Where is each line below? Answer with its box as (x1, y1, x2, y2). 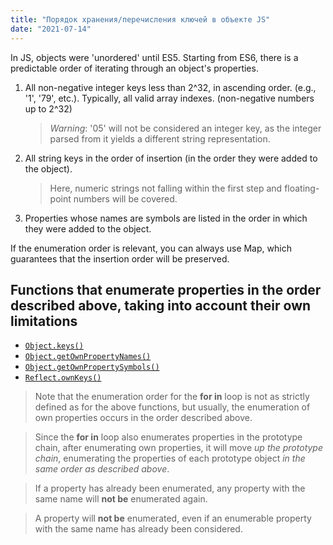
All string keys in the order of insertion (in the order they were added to (24, 152, 318, 164)
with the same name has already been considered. (34, 523, 243, 535)
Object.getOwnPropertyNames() (24, 352, 152, 362)
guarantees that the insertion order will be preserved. (10, 252, 230, 265)
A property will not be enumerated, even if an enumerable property (34, 512, 312, 525)
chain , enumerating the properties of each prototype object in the (34, 452, 306, 465)
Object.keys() (24, 341, 84, 351)
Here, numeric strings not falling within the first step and (49, 182, 283, 194)
